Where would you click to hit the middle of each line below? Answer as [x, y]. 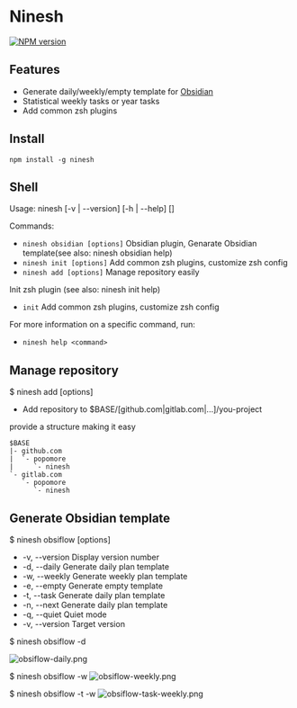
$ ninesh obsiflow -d [48, 641]
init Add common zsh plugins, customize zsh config [121, 307]
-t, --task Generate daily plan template [94, 595]
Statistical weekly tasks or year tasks [91, 101]
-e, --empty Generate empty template [93, 586]
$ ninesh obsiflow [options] [60, 540]
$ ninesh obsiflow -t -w [53, 694]
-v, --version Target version [74, 624]
